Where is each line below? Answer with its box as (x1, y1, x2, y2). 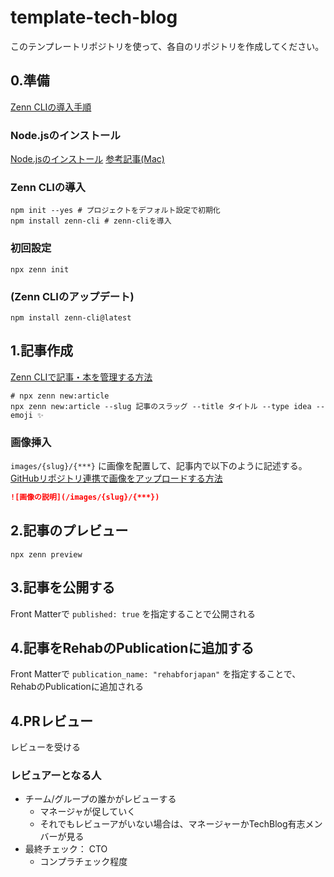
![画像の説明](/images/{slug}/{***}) (10, 492, 160, 503)
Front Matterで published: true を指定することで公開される (10, 607, 256, 620)
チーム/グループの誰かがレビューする (24, 793, 177, 805)
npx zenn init (10, 264, 70, 275)
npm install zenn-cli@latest (10, 312, 132, 323)
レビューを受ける (10, 741, 81, 753)
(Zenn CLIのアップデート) (10, 289, 135, 303)
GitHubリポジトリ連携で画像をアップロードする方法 (10, 472, 223, 485)
